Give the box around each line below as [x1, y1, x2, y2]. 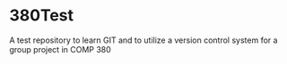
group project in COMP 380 [9, 44, 112, 54]
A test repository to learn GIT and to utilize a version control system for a [9, 35, 278, 45]
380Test [9, 5, 74, 26]
